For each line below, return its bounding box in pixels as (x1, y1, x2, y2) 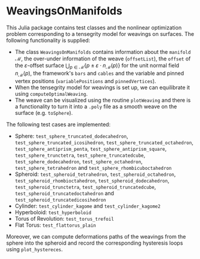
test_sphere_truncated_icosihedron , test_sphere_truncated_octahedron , (14, 139, 194, 146)
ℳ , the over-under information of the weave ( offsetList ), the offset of (14, 55, 191, 62)
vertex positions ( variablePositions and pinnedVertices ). (14, 77, 156, 84)
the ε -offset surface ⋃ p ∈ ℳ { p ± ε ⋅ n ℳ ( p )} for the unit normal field (14, 62, 180, 70)
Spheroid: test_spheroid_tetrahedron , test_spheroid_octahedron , (14, 170, 176, 178)
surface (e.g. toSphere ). (14, 109, 73, 116)
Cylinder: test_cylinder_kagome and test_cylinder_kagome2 (14, 202, 161, 209)
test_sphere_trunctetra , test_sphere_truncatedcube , (14, 151, 146, 159)
